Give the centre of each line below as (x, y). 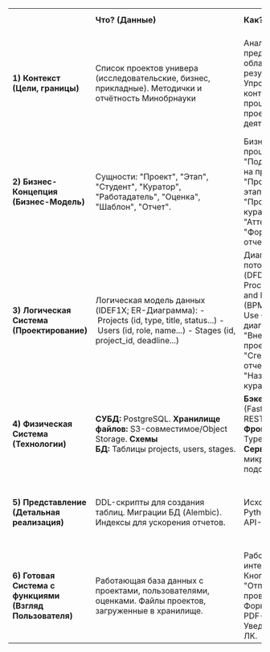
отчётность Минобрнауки (146, 98)
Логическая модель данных (150, 300)
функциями (36, 596)
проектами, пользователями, (153, 590)
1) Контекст (37, 78)
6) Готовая (34, 576)
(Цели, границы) (46, 88)
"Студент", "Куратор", (138, 187)
